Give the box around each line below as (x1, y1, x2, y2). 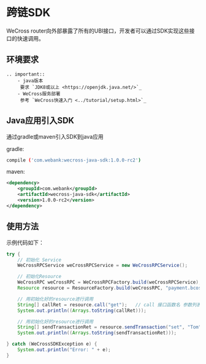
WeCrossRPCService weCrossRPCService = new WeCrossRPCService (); (17, 262, 188, 269)
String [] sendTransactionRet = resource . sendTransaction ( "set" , (17, 324, 185, 330)
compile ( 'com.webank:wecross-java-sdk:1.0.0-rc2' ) (6, 157, 141, 163)
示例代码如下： (6, 239, 44, 246)
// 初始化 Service (17, 257, 62, 263)
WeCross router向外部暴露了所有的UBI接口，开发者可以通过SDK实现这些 (6, 27, 190, 34)
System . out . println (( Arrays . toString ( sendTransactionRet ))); (17, 330, 177, 336)
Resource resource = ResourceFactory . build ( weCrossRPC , (17, 285, 164, 291)
